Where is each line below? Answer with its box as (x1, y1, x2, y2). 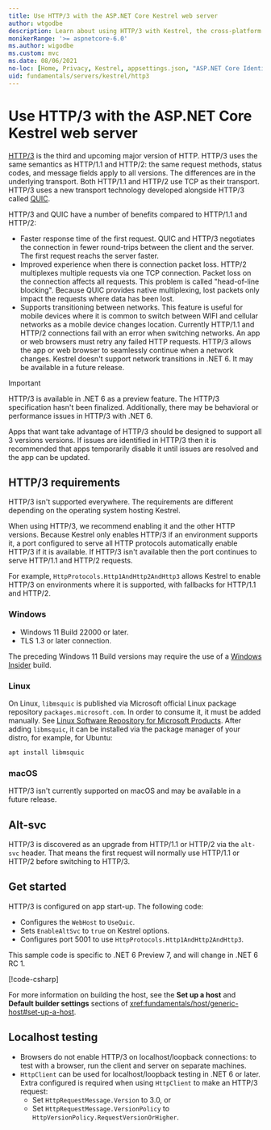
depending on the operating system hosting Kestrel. (8, 506, 181, 516)
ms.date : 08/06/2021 (8, 57, 78, 65)
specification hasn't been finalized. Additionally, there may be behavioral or (8, 402, 259, 412)
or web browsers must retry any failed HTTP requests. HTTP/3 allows (19, 336, 252, 346)
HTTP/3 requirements (8, 475, 121, 489)
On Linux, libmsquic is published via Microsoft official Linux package (8, 698, 237, 708)
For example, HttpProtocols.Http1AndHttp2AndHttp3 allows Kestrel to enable (8, 571, 261, 581)
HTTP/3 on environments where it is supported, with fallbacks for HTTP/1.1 (8, 580, 256, 590)
